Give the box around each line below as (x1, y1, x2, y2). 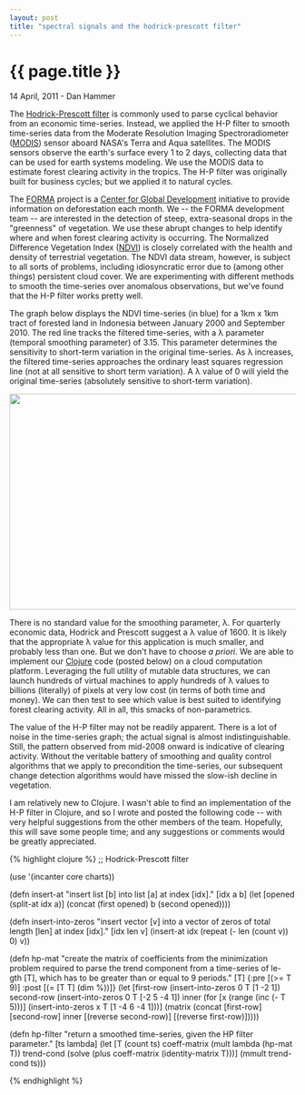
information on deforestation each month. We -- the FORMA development (9, 204, 285, 215)
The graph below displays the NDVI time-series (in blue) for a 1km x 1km (9, 308, 279, 319)
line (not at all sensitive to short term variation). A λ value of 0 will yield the (9, 366, 289, 377)
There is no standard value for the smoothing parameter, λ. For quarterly (9, 618, 281, 628)
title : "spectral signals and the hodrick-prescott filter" (9, 22, 242, 31)
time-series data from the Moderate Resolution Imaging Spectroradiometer (9, 128, 289, 139)
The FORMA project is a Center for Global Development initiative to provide (9, 194, 290, 205)
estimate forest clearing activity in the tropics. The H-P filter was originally (9, 166, 288, 177)
